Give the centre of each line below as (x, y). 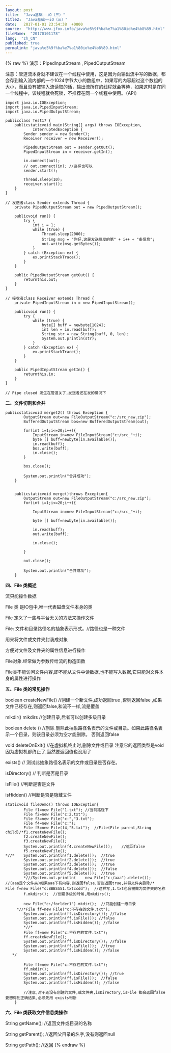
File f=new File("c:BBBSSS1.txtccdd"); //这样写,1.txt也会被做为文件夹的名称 (85, 888)
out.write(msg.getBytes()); (71, 244)
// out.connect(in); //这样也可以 (58, 166)
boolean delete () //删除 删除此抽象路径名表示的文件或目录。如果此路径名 (82, 728)
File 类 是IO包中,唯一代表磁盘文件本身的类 (49, 607)
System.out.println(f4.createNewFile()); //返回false (84, 847)
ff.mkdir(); (36, 969)
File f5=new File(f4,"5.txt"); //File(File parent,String (88, 828)
